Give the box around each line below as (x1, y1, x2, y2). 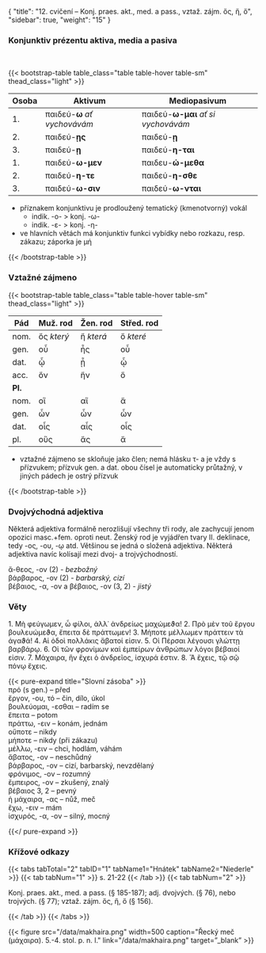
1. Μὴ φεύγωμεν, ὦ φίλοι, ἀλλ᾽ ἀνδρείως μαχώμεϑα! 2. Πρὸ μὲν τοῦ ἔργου (8, 619, 255, 629)
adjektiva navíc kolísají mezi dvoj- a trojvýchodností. (8, 549, 178, 558)
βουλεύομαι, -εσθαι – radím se (8, 702, 109, 711)
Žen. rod (80, 317, 113, 328)
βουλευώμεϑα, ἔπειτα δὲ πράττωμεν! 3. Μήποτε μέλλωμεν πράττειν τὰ (8, 627, 244, 637)
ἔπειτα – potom (8, 711, 58, 720)
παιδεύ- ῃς (44, 132, 86, 143)
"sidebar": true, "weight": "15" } (8, 15, 111, 25)
